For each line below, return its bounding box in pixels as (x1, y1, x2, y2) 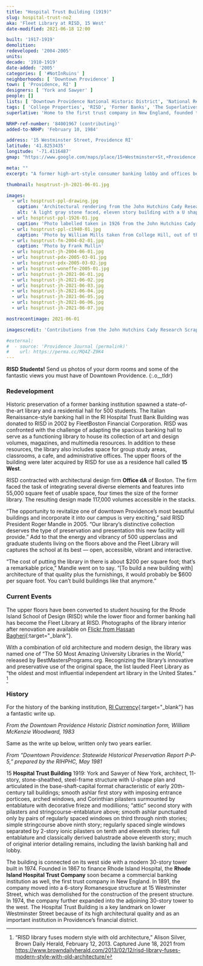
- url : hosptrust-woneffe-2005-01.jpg (11, 266, 110, 272)
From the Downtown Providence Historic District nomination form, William (6, 722, 190, 729)
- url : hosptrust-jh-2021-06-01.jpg (11, 271, 104, 277)
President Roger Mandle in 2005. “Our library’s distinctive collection (6, 521, 175, 528)
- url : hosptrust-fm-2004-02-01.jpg (11, 237, 104, 244)
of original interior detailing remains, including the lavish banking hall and (6, 840, 188, 847)
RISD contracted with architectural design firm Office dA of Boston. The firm (6, 477, 197, 484)
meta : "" (6, 165, 28, 171)
